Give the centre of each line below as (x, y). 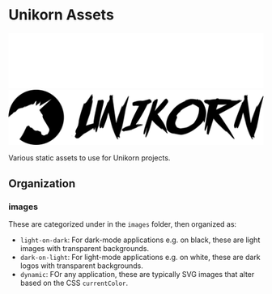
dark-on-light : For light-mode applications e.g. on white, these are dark (140, 258)
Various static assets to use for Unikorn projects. (89, 158)
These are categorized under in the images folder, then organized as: (123, 224)
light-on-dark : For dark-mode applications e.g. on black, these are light (140, 240)
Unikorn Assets (62, 15)
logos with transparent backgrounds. (81, 266)
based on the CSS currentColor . (74, 283)
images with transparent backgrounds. (85, 249)
